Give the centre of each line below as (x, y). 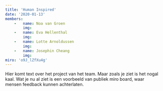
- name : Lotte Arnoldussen (44, 42)
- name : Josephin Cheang (42, 51)
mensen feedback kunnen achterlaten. (45, 85)
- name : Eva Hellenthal (41, 32)
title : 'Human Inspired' (31, 10)
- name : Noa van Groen (40, 23)
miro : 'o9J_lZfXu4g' (27, 60)
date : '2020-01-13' (25, 14)
